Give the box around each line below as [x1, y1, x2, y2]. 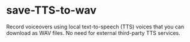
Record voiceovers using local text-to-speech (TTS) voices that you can [6, 23, 185, 30]
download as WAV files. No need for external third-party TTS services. [6, 29, 181, 36]
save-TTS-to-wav [6, 4, 97, 17]
